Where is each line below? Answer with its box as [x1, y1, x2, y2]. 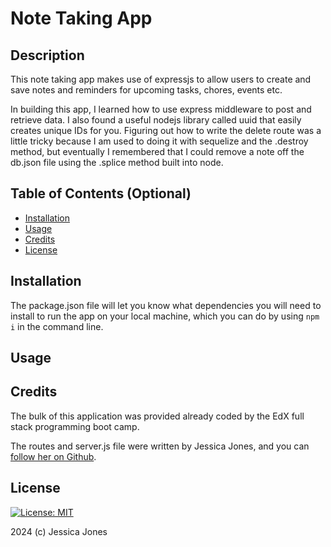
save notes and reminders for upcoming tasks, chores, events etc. [10, 84, 283, 96]
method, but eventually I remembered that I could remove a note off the [10, 146, 305, 157]
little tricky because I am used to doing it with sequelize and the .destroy [10, 135, 309, 147]
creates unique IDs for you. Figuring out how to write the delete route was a [10, 125, 322, 136]
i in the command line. [10, 320, 104, 332]
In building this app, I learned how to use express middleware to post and [10, 103, 312, 115]
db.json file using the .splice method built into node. [10, 157, 224, 168]
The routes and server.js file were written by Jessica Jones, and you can [10, 440, 310, 452]
